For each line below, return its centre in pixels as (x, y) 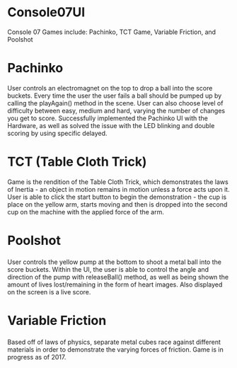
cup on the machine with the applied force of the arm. (86, 212)
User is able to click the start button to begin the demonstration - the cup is (117, 197)
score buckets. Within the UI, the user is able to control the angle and (108, 269)
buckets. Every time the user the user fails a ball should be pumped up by (115, 96)
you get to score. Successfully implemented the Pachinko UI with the (108, 118)
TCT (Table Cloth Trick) (77, 162)
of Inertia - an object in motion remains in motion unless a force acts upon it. (118, 189)
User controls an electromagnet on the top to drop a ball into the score (110, 88)
